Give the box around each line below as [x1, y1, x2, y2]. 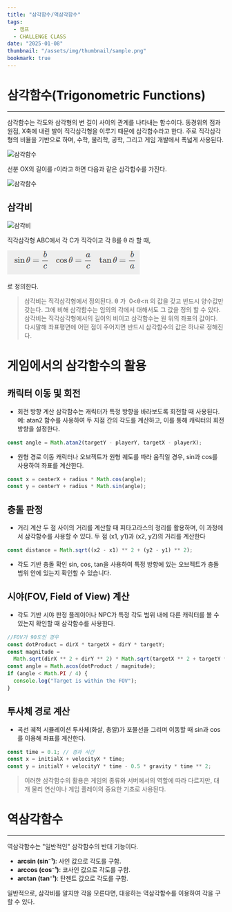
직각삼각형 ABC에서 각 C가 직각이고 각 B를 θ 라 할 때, [7, 235, 151, 244]
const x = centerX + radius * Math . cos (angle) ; [7, 476, 147, 483]
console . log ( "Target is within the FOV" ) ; [13, 677, 137, 684]
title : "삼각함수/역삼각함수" [7, 11, 81, 18]
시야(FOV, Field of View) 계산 [7, 591, 130, 603]
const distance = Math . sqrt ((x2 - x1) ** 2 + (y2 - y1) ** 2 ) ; [7, 547, 193, 554]
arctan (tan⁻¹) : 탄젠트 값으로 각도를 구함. [17, 874, 129, 883]
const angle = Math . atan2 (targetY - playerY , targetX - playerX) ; [7, 439, 202, 446]
